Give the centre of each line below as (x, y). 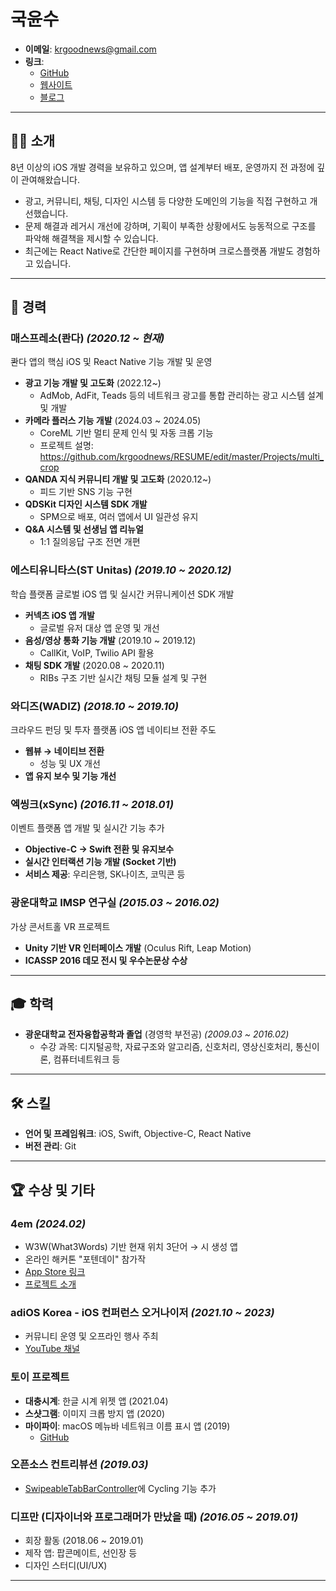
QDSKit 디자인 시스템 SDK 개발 (86, 504)
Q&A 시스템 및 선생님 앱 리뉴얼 (84, 529)
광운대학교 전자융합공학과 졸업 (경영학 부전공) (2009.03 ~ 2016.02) (157, 1034)
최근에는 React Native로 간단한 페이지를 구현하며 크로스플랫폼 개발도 (159, 251)
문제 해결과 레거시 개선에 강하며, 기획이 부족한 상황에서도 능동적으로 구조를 (170, 226)
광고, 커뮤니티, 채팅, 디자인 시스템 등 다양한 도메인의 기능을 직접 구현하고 (166, 201)
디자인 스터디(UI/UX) (66, 1566)
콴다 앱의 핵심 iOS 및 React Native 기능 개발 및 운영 (111, 362)
